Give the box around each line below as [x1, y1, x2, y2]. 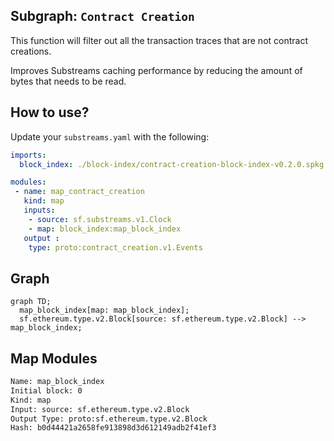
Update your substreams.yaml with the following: [10, 130, 210, 143]
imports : [10, 150, 47, 160]
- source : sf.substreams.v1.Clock [28, 214, 172, 224]
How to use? [10, 104, 90, 121]
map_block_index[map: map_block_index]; [19, 305, 190, 316]
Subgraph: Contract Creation [10, 8, 195, 25]
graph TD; [10, 297, 52, 307]
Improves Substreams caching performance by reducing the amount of [10, 64, 303, 76]
